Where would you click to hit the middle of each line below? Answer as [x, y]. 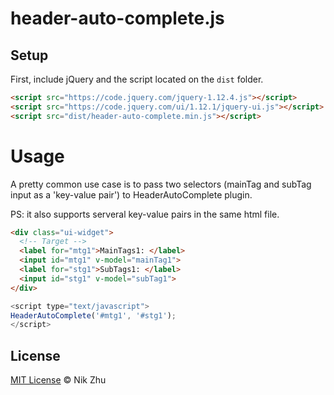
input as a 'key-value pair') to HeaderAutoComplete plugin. [131, 194]
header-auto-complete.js [117, 18]
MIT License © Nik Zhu [58, 380]
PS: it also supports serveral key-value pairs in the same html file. [145, 214]
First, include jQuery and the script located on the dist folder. [137, 79]
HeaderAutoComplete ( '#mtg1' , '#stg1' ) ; [93, 315]
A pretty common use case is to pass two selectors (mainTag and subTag [161, 184]
